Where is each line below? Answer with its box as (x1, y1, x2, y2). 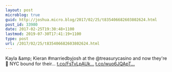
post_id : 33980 (5, 22, 38, 27)
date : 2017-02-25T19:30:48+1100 (5, 27, 74, 32)
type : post (5, 37, 29, 42)
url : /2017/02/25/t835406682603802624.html (5, 41, 100, 46)
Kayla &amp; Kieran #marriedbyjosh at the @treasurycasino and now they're (5, 55, 167, 61)
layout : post (5, 7, 33, 13)
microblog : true (5, 12, 40, 17)
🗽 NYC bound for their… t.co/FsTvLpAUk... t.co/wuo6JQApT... (5, 60, 135, 67)
